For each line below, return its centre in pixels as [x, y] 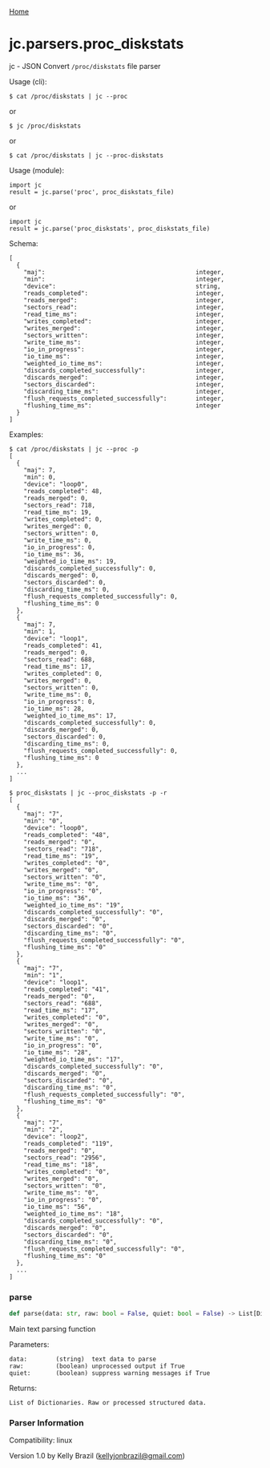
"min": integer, [124, 279]
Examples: [26, 434]
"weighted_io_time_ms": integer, [124, 363]
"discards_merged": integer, [124, 377]
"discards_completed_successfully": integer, [124, 370]
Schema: [24, 243]
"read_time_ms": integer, [124, 314]
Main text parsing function [52, 1329]
